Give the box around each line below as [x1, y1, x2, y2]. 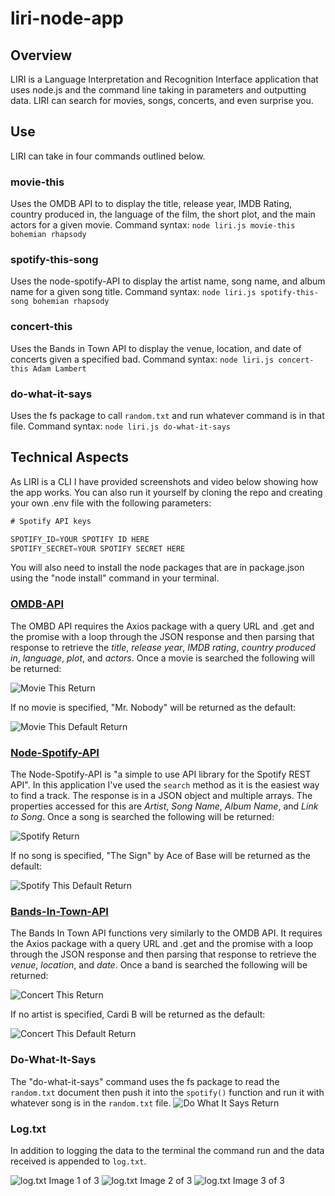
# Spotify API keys [10, 516, 92, 526]
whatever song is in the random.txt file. [10, 1097, 172, 1109]
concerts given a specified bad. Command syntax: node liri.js [10, 353, 275, 365]
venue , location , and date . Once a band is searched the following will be [10, 959, 308, 971]
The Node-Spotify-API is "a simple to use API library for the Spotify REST [10, 768, 312, 781]
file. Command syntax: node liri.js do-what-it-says [10, 420, 231, 432]
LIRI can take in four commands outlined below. [10, 150, 206, 162]
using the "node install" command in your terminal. [10, 572, 220, 584]
